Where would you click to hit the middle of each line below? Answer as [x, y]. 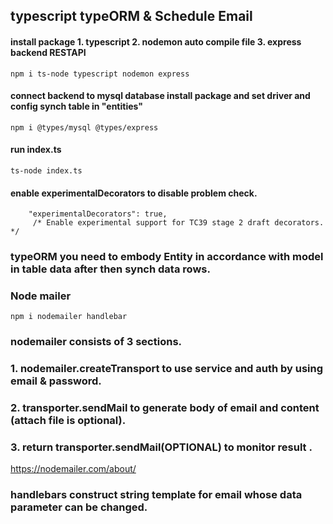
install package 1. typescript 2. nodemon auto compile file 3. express [156, 41]
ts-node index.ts [46, 171]
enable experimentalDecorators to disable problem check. [134, 193]
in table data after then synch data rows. [110, 269]
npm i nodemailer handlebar [69, 317]
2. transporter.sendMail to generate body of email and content [165, 408]
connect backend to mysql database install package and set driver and [160, 96]
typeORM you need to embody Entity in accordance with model [167, 257]
